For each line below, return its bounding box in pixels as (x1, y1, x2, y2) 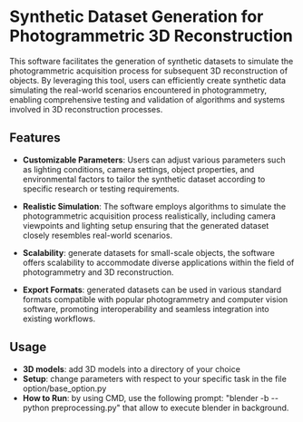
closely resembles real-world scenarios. (22, 230, 173, 240)
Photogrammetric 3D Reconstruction (9, 25, 293, 46)
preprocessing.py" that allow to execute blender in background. (51, 402, 289, 413)
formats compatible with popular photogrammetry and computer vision (22, 293, 288, 305)
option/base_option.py (22, 383, 107, 394)
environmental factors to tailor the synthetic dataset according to (22, 173, 266, 184)
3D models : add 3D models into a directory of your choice (22, 363, 240, 374)
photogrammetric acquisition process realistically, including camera (22, 211, 276, 221)
